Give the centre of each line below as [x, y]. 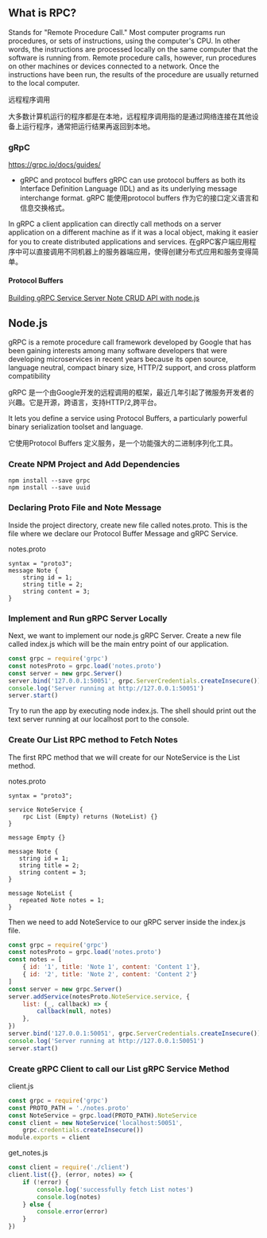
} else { [37, 1205]
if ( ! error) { [46, 1182]
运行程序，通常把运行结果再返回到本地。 [88, 126]
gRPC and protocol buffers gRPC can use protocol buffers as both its [133, 180]
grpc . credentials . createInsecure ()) [83, 1130]
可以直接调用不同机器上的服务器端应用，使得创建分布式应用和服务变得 [137, 252]
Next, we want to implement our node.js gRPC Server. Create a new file [125, 636]
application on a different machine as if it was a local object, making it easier [133, 232]
